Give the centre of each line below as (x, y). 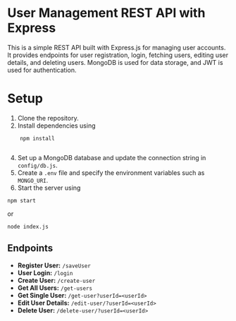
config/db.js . (37, 165)
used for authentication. (42, 70)
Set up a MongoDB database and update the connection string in (112, 157)
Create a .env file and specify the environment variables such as (111, 172)
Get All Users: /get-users (55, 288)
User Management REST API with (106, 13)
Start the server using (49, 188)
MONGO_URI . (33, 180)
